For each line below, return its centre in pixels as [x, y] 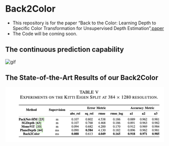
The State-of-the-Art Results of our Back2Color [82, 78]
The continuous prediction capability [65, 49]
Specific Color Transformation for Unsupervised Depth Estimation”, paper [88, 28]
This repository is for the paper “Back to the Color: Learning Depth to [84, 23]
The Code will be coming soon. [45, 33]
